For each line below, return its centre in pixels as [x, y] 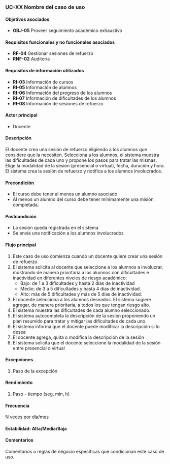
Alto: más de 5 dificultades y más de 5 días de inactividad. [81, 294]
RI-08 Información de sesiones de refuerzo [58, 103]
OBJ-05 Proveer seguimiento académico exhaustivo [67, 31]
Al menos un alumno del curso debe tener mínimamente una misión [83, 199]
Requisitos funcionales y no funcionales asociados [60, 42]
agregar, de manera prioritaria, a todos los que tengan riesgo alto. [81, 305]
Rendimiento [19, 383]
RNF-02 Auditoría [31, 59]
